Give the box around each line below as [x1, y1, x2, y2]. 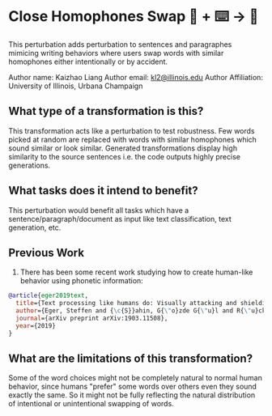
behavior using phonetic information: [19, 276, 143, 286]
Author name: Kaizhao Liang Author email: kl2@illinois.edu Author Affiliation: [8, 72, 263, 82]
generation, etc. [8, 223, 62, 232]
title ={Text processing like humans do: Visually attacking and [15, 299, 237, 308]
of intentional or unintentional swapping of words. [8, 399, 174, 409]
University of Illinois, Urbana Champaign [8, 81, 143, 91]
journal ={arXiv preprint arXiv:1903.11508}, [15, 314, 168, 322]
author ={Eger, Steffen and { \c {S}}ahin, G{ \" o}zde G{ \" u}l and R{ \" [15, 307, 252, 315]
